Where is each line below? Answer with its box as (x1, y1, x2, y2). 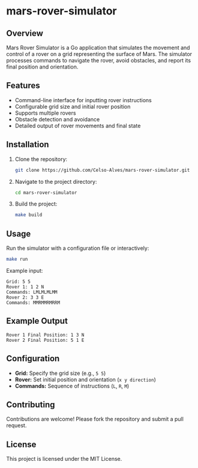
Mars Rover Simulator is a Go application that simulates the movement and (6, 44, 190, 51)
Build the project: (14, 200, 58, 208)
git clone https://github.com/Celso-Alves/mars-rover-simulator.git (14, 167, 190, 173)
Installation (6, 139, 49, 150)
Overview (6, 28, 44, 38)
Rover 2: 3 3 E (6, 294, 44, 300)
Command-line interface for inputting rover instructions (14, 96, 152, 103)
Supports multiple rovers (14, 109, 76, 117)
